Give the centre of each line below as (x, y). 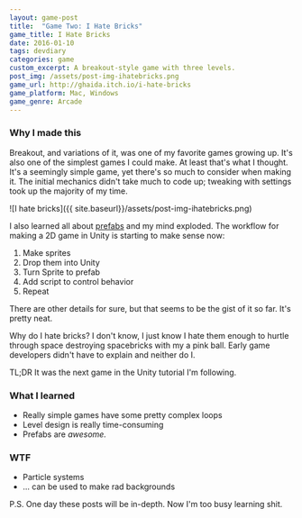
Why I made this (46, 133)
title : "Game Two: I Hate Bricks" (76, 26)
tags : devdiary (38, 51)
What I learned (42, 395)
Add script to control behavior (78, 281)
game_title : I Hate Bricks (60, 34)
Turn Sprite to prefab (61, 272)
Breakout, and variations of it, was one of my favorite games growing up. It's (151, 152)
